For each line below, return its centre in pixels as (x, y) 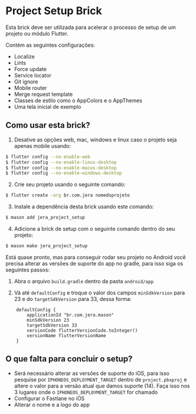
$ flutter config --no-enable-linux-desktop (61, 162)
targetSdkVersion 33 (52, 325)
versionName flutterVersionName (67, 335)
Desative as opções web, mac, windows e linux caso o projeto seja (95, 140)
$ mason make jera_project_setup (47, 246)
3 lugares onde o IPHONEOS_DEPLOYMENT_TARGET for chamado (86, 392)
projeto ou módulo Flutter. (37, 33)
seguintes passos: (28, 270)
